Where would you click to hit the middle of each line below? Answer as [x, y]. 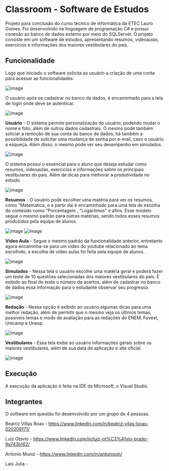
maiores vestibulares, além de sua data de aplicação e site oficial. [74, 348]
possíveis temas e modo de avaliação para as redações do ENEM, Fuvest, [82, 318]
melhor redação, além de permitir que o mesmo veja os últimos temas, [78, 312]
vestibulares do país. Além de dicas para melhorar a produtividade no [77, 175]
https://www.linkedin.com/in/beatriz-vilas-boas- [98, 424]
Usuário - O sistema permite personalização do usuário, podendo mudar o [83, 123]
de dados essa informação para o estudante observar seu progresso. [77, 287]
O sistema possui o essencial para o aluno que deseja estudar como [76, 164]
